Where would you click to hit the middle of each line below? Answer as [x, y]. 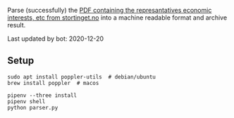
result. [17, 25]
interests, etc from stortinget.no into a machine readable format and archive [117, 18]
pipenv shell [26, 101]
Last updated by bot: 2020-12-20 [56, 39]
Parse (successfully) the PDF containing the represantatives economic [110, 10]
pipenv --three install [42, 95]
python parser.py [33, 107]
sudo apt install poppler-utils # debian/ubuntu [82, 77]
